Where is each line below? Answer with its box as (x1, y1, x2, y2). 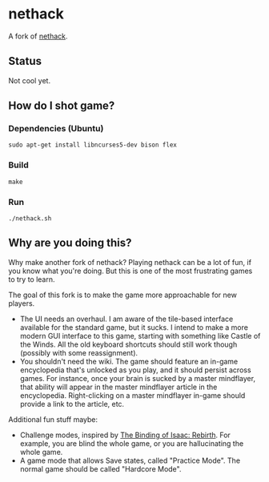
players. (8, 298, 35, 308)
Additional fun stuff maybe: (8, 414, 98, 424)
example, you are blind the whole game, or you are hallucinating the (19, 438, 244, 448)
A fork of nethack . (8, 31, 68, 41)
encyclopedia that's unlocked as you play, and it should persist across (19, 365, 251, 375)
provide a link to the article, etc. (19, 399, 125, 408)
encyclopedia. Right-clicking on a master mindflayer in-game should (19, 390, 246, 400)
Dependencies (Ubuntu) (8, 123, 104, 135)
